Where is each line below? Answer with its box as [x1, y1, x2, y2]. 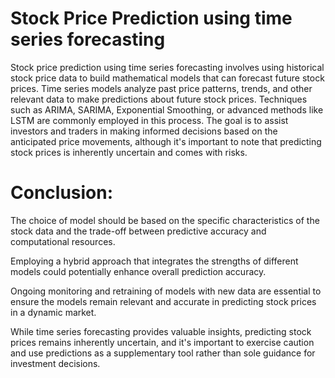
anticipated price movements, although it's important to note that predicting [10, 135, 322, 147]
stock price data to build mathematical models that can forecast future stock [10, 72, 325, 84]
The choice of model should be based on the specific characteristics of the [10, 214, 320, 226]
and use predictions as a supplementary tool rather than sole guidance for [10, 347, 316, 359]
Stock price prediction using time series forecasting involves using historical [10, 61, 325, 73]
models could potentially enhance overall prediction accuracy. [10, 265, 267, 277]
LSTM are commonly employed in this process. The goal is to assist [10, 114, 289, 126]
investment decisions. [10, 357, 101, 369]
